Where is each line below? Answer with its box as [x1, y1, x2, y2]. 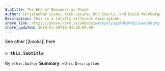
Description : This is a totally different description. [5, 16, 122, 21]
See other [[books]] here [5, 38, 55, 44]
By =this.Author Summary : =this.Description [5, 60, 100, 66]
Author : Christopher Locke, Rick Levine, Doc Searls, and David [5, 12, 139, 17]
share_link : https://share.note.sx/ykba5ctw [5, 20, 98, 26]
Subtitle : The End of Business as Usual [5, 7, 89, 12]
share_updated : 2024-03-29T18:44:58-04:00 [5, 25, 93, 30]
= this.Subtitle [5, 51, 44, 56]
